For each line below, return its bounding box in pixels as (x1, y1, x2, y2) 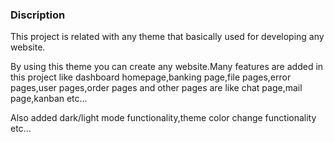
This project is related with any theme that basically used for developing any (10, 31, 325, 43)
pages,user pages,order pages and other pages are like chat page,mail (10, 82, 303, 94)
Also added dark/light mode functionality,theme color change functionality (10, 112, 317, 124)
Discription (10, 8, 66, 22)
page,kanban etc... (10, 93, 88, 105)
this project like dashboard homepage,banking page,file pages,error (10, 71, 292, 83)
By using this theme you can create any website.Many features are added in (10, 61, 324, 73)
